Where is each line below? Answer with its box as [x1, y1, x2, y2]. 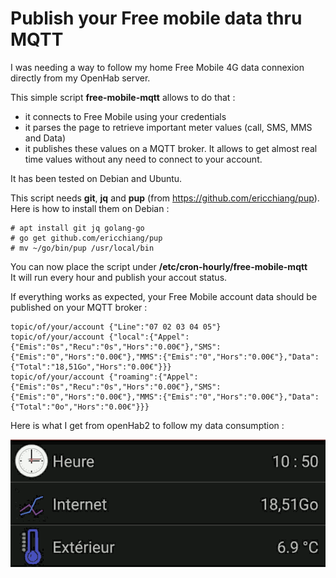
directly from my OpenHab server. [10, 72, 151, 84]
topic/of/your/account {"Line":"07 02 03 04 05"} [10, 322, 222, 332]
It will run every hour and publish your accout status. [10, 271, 228, 283]
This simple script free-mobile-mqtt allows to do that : [10, 91, 236, 103]
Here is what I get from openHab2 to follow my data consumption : [10, 419, 285, 431]
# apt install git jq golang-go [10, 223, 145, 233]
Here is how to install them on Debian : [10, 202, 170, 214]
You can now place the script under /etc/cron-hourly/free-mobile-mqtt [10, 260, 308, 272]
